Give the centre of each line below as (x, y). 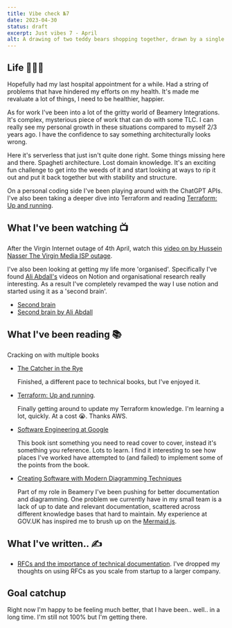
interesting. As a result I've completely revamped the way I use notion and (113, 284)
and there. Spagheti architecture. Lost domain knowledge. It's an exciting (111, 162)
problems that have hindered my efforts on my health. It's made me (103, 91)
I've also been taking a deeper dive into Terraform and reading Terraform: (112, 198)
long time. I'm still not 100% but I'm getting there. (77, 617)
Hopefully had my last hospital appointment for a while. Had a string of (108, 84)
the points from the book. (53, 464)
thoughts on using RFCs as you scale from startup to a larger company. (119, 571)
